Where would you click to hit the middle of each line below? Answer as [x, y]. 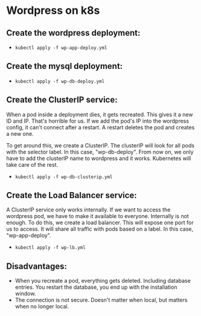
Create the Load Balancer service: [72, 195]
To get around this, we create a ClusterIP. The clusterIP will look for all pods [101, 145]
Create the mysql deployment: [65, 66]
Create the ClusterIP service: [62, 100]
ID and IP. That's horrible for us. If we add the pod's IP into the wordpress [97, 121]
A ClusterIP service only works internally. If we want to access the [88, 210]
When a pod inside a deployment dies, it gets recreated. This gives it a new [100, 114]
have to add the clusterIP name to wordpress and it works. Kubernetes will [99, 158]
